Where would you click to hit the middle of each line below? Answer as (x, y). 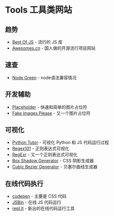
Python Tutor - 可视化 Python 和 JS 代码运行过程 (60, 143)
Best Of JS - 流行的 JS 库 (37, 42)
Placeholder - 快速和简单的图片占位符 (49, 107)
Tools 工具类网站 (39, 10)
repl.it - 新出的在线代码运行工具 (43, 208)
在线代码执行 (24, 184)
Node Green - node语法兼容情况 (44, 77)
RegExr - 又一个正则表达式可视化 (45, 155)
